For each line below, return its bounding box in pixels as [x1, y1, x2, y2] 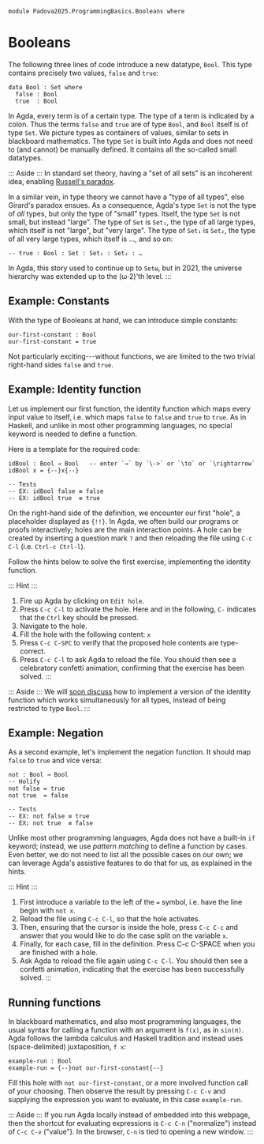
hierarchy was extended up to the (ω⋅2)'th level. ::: [8, 271, 172, 280]
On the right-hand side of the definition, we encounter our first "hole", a [8, 508, 240, 517]
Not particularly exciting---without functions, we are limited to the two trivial [8, 352, 255, 361]
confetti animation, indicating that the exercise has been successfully [19, 965, 245, 974]
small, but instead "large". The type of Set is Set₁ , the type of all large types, [8, 217, 256, 227]
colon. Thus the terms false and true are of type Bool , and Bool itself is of [8, 119, 248, 129]
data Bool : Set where [8, 83, 83, 91]
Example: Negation [8, 726, 104, 739]
